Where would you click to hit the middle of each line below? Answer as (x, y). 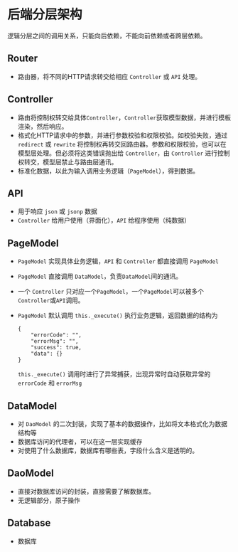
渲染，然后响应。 (43, 126)
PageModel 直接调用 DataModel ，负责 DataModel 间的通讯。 (100, 276)
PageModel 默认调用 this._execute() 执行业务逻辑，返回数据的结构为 (118, 315)
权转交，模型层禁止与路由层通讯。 (67, 161)
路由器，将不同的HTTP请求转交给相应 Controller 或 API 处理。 (109, 76)
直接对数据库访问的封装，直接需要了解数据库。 (86, 491)
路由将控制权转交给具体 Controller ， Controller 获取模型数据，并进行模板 (124, 117)
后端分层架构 (45, 15)
